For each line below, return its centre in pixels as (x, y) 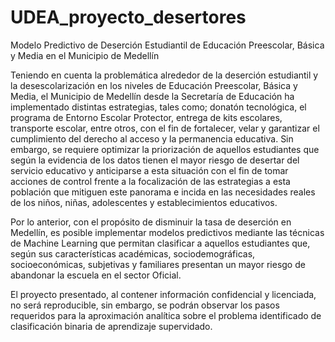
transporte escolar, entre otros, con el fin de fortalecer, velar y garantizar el (165, 128)
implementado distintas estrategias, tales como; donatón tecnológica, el (158, 107)
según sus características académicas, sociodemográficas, (133, 253)
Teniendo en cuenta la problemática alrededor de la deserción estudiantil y (164, 75)
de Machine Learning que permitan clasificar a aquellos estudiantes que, (160, 243)
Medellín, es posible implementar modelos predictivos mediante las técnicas (167, 232)
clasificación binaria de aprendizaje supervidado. (111, 326)
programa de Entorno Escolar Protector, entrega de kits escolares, (146, 117)
